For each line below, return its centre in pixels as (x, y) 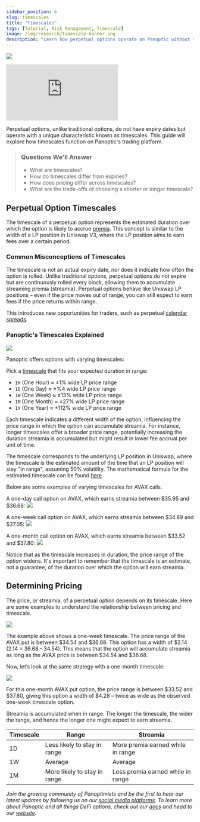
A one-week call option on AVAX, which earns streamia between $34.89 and (100, 517)
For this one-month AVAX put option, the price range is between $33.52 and (100, 689)
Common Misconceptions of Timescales (66, 257)
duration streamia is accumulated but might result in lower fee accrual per (97, 438)
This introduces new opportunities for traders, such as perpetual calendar (97, 313)
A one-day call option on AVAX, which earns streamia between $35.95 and (98, 498)
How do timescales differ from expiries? (79, 176)
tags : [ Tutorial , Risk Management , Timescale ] (65, 28)
